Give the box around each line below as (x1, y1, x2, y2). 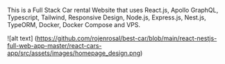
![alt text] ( (7, 34, 37, 42)
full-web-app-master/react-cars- (7, 42, 102, 49)
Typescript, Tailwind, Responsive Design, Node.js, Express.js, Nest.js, (7, 13, 206, 22)
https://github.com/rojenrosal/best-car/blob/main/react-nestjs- (37, 34, 217, 42)
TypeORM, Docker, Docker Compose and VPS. (7, 21, 141, 29)
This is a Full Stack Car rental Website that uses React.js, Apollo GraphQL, (7, 6, 219, 14)
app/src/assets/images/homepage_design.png (7, 49, 141, 57)
